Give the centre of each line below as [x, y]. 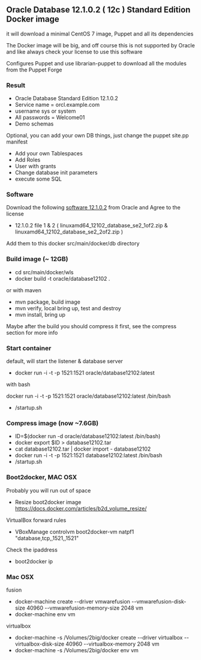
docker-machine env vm [45, 614]
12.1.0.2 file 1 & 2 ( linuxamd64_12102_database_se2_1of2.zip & [91, 226]
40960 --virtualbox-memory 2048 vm [113, 644]
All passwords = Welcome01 [50, 118]
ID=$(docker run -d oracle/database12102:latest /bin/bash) [88, 436]
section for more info [32, 332]
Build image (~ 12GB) [37, 259]
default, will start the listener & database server [64, 361]
